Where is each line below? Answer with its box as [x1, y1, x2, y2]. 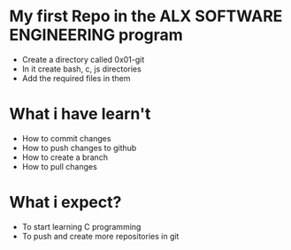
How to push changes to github [21, 142, 137, 153]
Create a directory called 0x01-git [21, 54, 145, 64]
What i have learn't [9, 104, 151, 125]
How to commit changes [21, 133, 111, 143]
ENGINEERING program [9, 25, 183, 45]
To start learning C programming [21, 221, 142, 231]
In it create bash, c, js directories [21, 64, 142, 74]
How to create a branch [21, 152, 109, 163]
